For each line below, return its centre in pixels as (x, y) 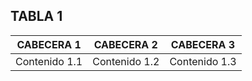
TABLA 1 (36, 16)
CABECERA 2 (125, 44)
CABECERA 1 (49, 44)
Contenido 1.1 (49, 61)
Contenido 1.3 (203, 61)
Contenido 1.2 (126, 61)
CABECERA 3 (203, 44)
